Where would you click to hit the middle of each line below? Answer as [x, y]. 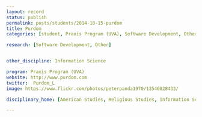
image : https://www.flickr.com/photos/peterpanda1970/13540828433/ [93, 88]
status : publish [26, 17]
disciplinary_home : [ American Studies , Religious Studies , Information [98, 100]
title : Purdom [24, 28]
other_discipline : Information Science [56, 61]
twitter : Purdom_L [31, 83]
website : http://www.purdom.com [47, 77]
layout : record [25, 12]
